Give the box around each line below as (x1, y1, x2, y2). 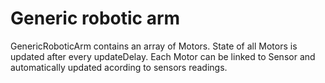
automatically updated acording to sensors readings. (10, 61, 228, 73)
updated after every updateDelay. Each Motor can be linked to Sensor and (10, 50, 316, 62)
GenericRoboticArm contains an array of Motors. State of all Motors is (10, 40, 298, 52)
